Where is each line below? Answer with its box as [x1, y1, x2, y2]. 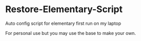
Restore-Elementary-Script [5, 4, 123, 15]
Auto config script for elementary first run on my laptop [5, 20, 121, 26]
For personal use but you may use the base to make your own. [5, 30, 136, 36]
